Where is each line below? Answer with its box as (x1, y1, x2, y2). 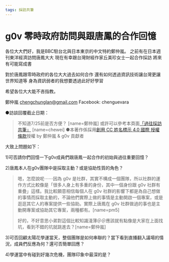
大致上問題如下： (5, 144, 41, 150)
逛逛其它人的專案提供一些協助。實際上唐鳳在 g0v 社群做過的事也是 (17, 200, 156, 206)
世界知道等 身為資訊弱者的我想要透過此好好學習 (5, 77, 104, 83)
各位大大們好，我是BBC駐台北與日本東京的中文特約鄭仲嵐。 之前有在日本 (5, 48, 157, 54)
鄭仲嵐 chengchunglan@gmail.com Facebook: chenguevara (5, 99, 129, 105)
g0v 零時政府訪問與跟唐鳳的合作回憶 (5, 31, 156, 42)
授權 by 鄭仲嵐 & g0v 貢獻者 (26, 133, 84, 139)
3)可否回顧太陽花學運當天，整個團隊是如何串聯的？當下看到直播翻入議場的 (5, 234, 159, 240)
